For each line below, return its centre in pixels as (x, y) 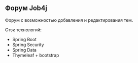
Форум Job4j (26, 8)
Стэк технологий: (23, 30)
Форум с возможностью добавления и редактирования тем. (69, 20)
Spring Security (28, 45)
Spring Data (24, 50)
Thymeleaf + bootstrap (35, 55)
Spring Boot (24, 39)
